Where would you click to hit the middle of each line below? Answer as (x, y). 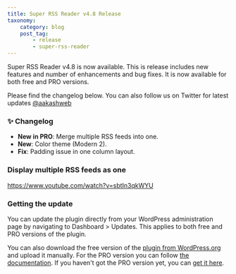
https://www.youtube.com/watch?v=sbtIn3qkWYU (80, 185)
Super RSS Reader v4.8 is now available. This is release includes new (108, 67)
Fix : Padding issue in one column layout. (76, 152)
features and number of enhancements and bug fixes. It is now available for (117, 74)
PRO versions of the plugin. (47, 234)
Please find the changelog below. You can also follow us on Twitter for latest (118, 95)
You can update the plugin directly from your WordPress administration (110, 219)
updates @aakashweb (39, 103)
